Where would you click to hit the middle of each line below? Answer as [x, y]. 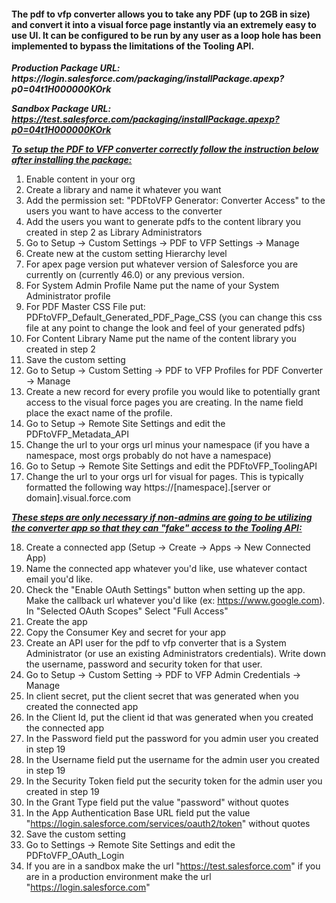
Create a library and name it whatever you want [123, 190]
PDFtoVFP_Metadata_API [77, 434]
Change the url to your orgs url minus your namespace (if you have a [167, 445]
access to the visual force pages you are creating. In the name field [164, 402]
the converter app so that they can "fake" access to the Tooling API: [157, 528]
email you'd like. [59, 579]
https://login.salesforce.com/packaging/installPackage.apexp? [148, 79]
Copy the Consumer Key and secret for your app [125, 632]
